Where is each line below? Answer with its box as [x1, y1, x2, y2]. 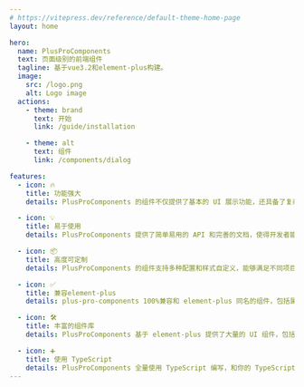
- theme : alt [25, 139, 75, 148]
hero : [9, 38, 30, 47]
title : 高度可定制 [25, 255, 89, 264]
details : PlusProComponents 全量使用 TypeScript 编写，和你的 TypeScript [25, 363, 296, 372]
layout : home [9, 22, 59, 31]
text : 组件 [33, 147, 72, 157]
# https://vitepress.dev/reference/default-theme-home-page [9, 13, 242, 23]
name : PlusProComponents [17, 46, 111, 55]
